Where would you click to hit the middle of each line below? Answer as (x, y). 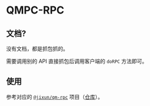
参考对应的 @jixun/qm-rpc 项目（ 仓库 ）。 (55, 97)
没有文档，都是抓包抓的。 (37, 49)
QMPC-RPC (35, 10)
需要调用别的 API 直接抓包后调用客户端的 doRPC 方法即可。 (77, 61)
